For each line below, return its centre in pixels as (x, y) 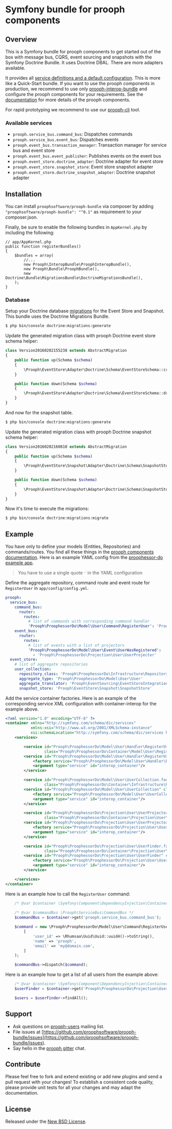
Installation (24, 194)
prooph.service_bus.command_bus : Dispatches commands (73, 134)
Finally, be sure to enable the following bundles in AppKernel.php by (76, 227)
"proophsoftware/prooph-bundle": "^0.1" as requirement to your (73, 212)
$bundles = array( (34, 256)
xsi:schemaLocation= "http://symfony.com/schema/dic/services (97, 733)
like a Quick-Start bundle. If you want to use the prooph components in (80, 83)
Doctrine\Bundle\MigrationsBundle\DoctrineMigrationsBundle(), (74, 278)
